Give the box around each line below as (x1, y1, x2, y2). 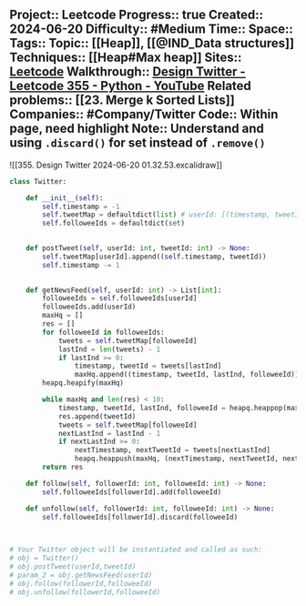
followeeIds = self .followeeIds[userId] (42, 294, 198, 303)
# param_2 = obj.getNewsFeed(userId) (9, 571, 153, 580)
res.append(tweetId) (57, 411, 137, 421)
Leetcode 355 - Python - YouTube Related (9, 78, 252, 94)
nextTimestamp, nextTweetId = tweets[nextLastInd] (74, 446, 271, 455)
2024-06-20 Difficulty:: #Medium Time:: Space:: (9, 22, 294, 37)
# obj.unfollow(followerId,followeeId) (9, 587, 161, 597)
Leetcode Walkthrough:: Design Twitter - (9, 64, 246, 80)
